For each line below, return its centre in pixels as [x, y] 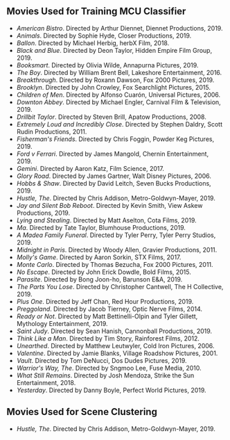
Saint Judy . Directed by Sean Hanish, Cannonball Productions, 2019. [114, 331]
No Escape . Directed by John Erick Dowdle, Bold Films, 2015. [104, 272]
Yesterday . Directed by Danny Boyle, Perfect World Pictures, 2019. [111, 390]
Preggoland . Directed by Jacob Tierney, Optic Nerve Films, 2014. [109, 309]
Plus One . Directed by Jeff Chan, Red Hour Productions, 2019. [105, 301]
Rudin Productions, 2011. [52, 131]
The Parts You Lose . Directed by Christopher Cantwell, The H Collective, [120, 286]
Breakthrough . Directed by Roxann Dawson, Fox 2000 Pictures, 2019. [115, 80]
